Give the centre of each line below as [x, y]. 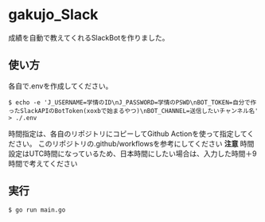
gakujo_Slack [53, 15]
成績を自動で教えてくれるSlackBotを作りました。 [89, 37]
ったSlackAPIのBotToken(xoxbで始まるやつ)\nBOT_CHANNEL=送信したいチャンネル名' [133, 111]
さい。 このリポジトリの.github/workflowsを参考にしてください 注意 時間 [134, 143]
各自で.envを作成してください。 [60, 86]
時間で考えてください [43, 163]
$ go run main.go [37, 210]
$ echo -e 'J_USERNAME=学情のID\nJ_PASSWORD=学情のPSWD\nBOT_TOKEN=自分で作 [132, 102]
